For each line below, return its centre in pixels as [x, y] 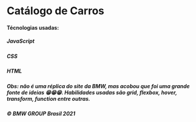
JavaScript [21, 41]
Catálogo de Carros [55, 11]
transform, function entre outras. [49, 98]
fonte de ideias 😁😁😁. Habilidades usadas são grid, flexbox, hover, [92, 92]
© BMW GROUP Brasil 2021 [41, 113]
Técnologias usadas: [33, 27]
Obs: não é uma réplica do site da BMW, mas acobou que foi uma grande [98, 86]
